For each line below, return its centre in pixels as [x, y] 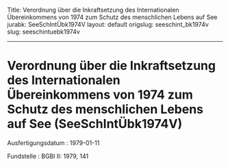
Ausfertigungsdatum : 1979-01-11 [53, 142]
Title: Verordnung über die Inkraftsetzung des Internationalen [93, 10]
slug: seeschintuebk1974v [44, 31]
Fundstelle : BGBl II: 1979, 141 [48, 156]
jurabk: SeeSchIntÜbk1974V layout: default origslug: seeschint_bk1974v [108, 24]
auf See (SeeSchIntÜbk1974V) [95, 124]
